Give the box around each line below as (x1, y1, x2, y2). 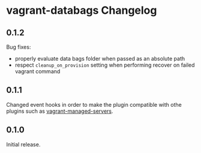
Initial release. (6, 140, 41, 148)
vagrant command (14, 68, 61, 75)
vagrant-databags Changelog (6, 4, 157, 17)
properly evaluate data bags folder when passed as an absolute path (14, 55, 185, 62)
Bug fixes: (6, 43, 31, 50)
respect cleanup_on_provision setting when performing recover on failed (14, 61, 195, 68)
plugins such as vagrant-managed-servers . (6, 107, 113, 115)
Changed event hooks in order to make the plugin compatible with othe (6, 101, 182, 108)
